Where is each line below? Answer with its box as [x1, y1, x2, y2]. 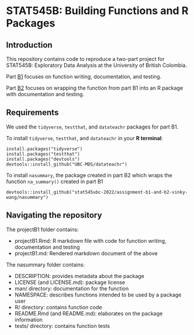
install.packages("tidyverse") [6, 145, 83, 152]
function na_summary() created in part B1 [6, 178, 103, 185]
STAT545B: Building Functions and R [6, 4, 189, 18]
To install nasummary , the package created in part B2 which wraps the [6, 171, 172, 178]
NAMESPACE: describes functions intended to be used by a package [14, 291, 182, 298]
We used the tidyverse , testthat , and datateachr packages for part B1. [6, 123, 179, 130]
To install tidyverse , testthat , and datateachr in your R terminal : [6, 134, 163, 141]
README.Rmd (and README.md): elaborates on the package [14, 310, 163, 317]
